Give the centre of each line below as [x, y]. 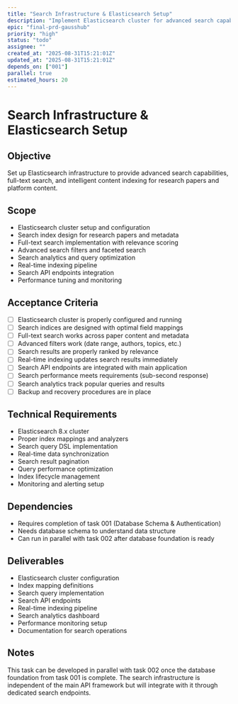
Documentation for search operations [72, 631]
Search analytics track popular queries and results [91, 384]
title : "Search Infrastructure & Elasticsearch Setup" [90, 14]
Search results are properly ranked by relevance [88, 352]
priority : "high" [33, 34]
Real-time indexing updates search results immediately [98, 359]
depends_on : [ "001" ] [38, 67]
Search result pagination [53, 462]
